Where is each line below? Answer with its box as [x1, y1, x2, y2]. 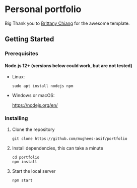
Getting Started [5, 35, 54, 43]
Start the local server [12, 168, 56, 174]
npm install [12, 159, 37, 164]
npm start [12, 178, 33, 183]
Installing [5, 115, 28, 122]
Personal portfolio [5, 4, 82, 15]
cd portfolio [12, 155, 40, 160]
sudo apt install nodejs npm [12, 83, 74, 89]
